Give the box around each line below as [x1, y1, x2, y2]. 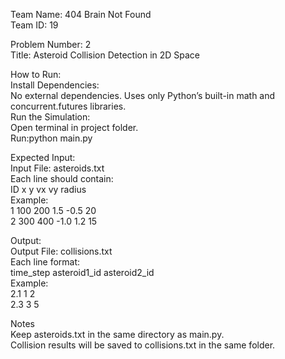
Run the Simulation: [10, 111, 91, 123]
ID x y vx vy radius [10, 184, 87, 195]
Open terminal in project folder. [10, 122, 139, 133]
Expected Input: [10, 152, 76, 163]
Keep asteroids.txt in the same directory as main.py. [10, 329, 225, 340]
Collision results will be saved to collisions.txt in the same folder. [10, 339, 276, 351]
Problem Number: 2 [10, 39, 92, 50]
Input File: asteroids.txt [10, 162, 105, 174]
